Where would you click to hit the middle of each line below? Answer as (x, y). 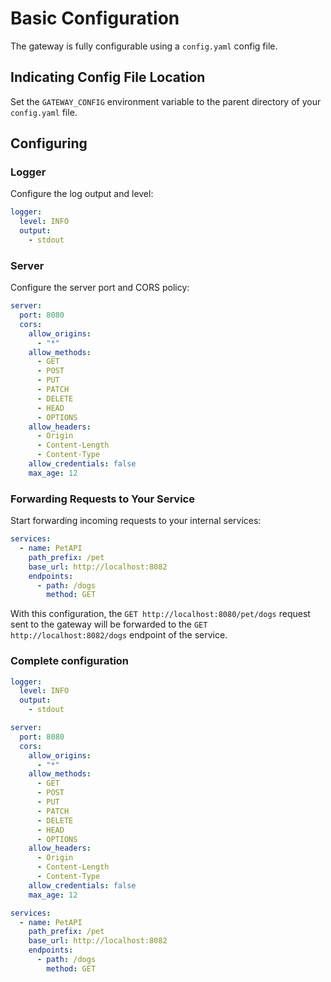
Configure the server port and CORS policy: (100, 288)
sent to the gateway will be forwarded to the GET (109, 624)
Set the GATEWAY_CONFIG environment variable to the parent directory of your (166, 101)
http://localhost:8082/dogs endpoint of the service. (119, 635)
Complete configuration (70, 661)
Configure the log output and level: (82, 194)
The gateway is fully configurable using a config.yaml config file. (144, 46)
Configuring (49, 143)
